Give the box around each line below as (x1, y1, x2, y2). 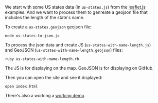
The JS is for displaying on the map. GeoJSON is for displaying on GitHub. (5, 65, 154, 71)
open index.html (5, 84, 38, 89)
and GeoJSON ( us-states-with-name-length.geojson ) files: (5, 47, 123, 53)
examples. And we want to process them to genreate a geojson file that (5, 9, 148, 15)
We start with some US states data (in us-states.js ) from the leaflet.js (5, 4, 146, 10)
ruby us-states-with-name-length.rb (5, 57, 79, 62)
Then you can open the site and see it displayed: (5, 75, 103, 80)
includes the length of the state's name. (5, 15, 85, 20)
